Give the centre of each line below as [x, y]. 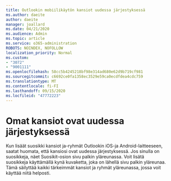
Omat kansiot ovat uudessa [65, 121]
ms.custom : [17, 58]
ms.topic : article [25, 39]
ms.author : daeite [25, 15]
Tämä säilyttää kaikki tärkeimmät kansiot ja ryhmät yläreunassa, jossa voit [83, 168]
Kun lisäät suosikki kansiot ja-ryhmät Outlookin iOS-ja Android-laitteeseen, [84, 146]
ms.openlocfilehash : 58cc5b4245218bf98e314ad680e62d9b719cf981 [75, 72]
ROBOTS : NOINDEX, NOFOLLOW [34, 48]
